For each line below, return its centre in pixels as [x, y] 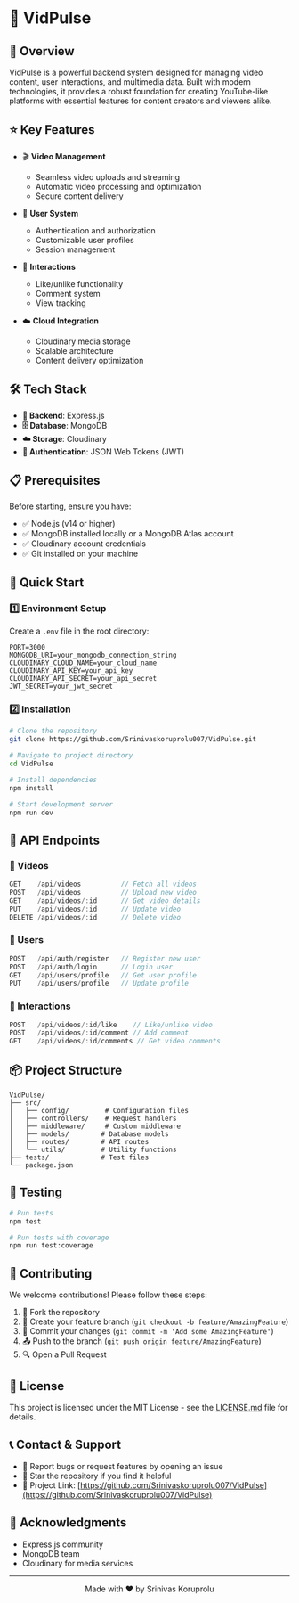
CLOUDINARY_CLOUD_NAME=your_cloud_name [83, 663]
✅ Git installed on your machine [80, 554]
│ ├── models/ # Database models [89, 1134]
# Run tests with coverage [59, 1238]
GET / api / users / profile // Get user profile [103, 975]
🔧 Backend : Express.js [63, 415]
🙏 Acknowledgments [68, 1523]
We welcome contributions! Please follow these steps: [108, 1295]
